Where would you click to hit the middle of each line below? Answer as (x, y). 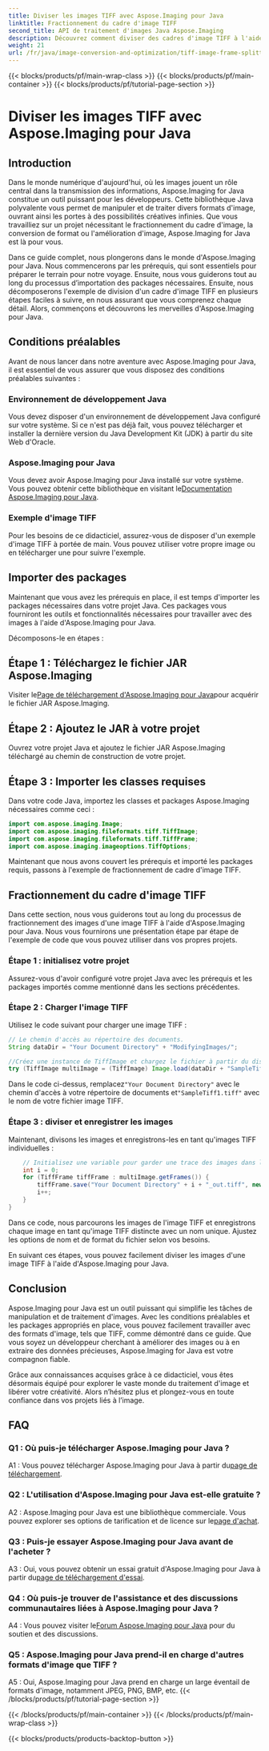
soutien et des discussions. (53, 1634)
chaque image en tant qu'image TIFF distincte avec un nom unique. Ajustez (133, 1231)
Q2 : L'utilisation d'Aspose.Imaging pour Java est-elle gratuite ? (134, 1495)
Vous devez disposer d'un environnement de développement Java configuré (134, 416)
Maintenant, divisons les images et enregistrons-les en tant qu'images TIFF (132, 1139)
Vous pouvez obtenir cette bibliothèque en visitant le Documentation (120, 488)
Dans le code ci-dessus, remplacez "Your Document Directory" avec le (124, 1084)
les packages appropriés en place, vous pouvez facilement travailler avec (129, 1325)
